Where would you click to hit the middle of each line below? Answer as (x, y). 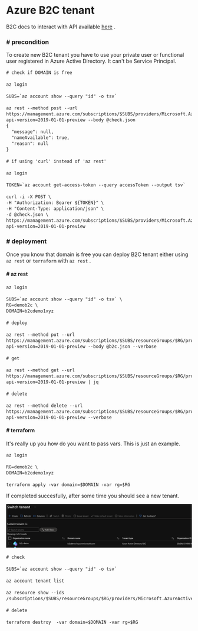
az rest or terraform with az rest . (49, 260)
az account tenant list (35, 581)
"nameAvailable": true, (40, 138)
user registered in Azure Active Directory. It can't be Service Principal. (91, 61)
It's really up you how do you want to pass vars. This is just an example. (93, 444)
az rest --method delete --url (44, 406)
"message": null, (33, 132)
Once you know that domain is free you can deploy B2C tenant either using (97, 254)
